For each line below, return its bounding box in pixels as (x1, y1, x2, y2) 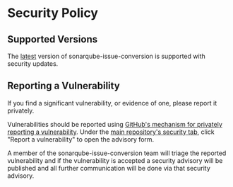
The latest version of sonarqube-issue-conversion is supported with (7, 52, 206, 60)
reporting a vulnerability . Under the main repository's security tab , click (7, 127, 215, 136)
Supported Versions (7, 33, 97, 45)
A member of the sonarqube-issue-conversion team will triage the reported (7, 149, 227, 157)
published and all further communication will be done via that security (7, 164, 210, 172)
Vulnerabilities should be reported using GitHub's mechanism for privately (7, 120, 222, 128)
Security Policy (7, 5, 99, 21)
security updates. (7, 59, 59, 68)
